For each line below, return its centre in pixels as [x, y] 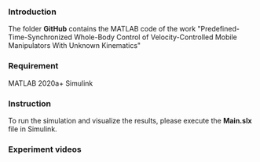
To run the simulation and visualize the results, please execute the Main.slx [130, 120]
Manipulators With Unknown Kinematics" [75, 46]
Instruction [30, 103]
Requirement [33, 66]
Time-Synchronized [40, 37]
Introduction [32, 12]
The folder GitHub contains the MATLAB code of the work [102, 29]
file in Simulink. [33, 129]
